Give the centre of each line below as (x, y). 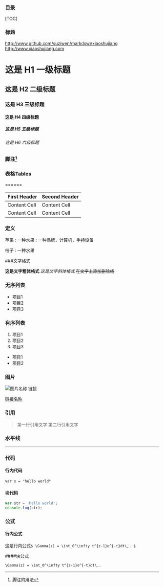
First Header (22, 197)
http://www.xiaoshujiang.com (35, 48)
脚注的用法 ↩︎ (25, 580)
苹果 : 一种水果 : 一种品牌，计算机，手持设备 (49, 240)
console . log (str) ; (24, 508)
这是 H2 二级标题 (30, 89)
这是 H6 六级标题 (22, 142)
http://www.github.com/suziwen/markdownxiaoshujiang (61, 43)
